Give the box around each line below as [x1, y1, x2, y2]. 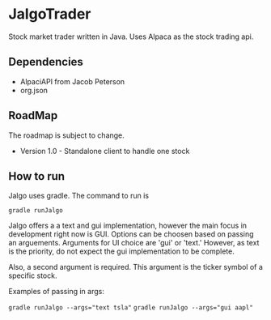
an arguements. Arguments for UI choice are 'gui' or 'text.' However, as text [8, 238, 260, 248]
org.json [19, 85, 49, 95]
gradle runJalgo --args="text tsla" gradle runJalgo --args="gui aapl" [8, 304, 253, 312]
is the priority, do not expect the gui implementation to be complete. [8, 246, 235, 256]
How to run [8, 169, 66, 183]
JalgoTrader [8, 5, 91, 23]
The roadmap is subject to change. [8, 130, 125, 140]
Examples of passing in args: [8, 287, 105, 297]
